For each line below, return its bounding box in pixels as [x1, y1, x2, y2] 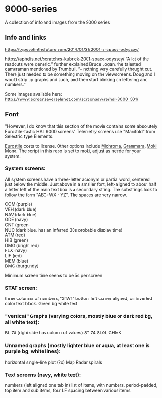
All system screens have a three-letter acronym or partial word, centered [5, 176, 150, 182]
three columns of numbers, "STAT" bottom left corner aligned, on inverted [5, 296, 152, 301]
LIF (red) [5, 252, 22, 258]
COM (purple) [5, 201, 33, 207]
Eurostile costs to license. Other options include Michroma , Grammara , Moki [5, 143, 157, 149]
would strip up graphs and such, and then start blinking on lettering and [5, 76, 148, 82]
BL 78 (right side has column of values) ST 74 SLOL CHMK [5, 330, 122, 336]
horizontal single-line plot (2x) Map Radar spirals [5, 359, 103, 365]
